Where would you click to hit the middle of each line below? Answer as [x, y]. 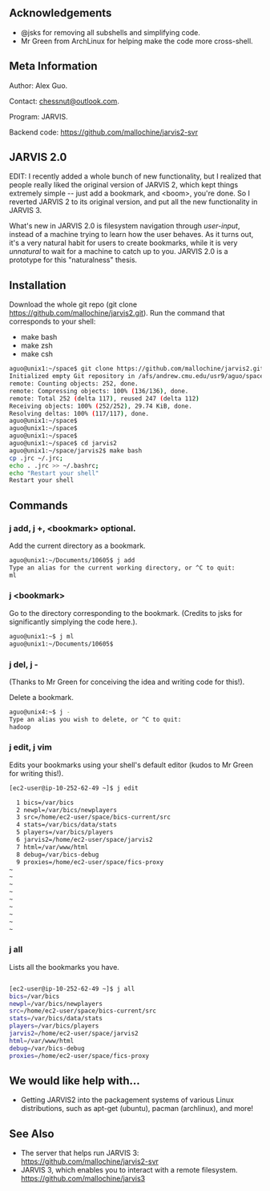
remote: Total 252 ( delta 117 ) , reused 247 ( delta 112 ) [104, 398]
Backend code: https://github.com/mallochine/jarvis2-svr [104, 132]
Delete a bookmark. [42, 697]
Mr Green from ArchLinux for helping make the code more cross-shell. [137, 41]
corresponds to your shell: [52, 322]
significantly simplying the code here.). [73, 622]
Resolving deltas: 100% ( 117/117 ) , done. [79, 413]
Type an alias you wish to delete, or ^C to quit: [95, 719]
